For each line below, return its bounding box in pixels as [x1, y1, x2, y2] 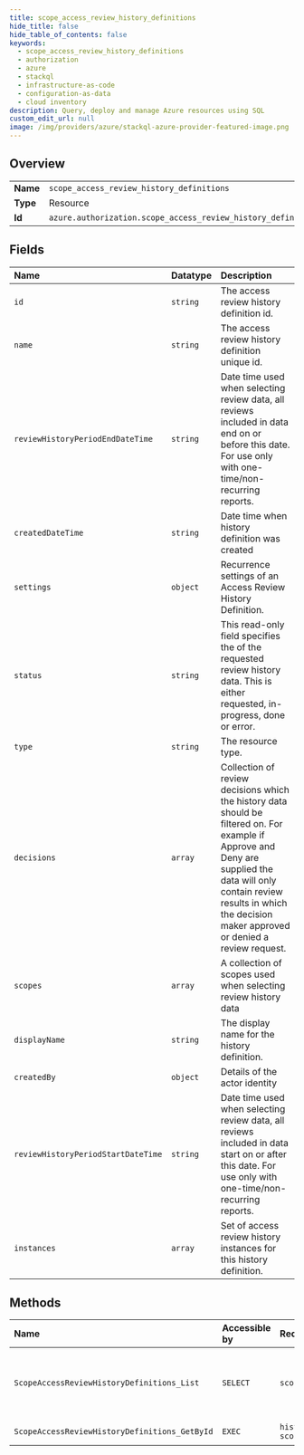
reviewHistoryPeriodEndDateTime [14, 434, 154, 444]
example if [220, 828, 265, 841]
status [14, 670, 43, 680]
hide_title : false [9, 22, 79, 31]
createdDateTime [14, 527, 84, 538]
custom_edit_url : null [9, 114, 95, 123]
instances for [220, 1241, 277, 1254]
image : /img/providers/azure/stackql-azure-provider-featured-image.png [9, 123, 290, 132]
